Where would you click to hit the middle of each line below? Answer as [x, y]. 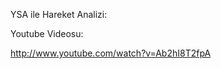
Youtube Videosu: [47, 33]
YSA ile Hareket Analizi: [59, 14]
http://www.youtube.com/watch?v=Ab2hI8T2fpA [111, 53]
